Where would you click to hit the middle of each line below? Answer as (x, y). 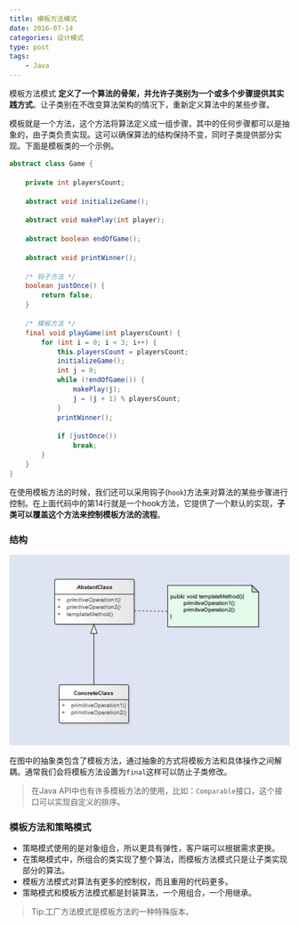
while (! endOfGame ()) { (101, 380)
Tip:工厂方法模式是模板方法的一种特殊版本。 (112, 911)
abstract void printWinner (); (81, 258)
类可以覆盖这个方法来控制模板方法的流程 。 (87, 514)
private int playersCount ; (75, 183)
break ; (85, 446)
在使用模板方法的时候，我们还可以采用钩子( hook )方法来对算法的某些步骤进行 (149, 492)
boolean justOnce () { (65, 286)
